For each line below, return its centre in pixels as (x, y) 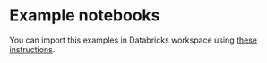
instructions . (32, 49)
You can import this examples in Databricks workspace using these (133, 40)
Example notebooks (85, 16)
